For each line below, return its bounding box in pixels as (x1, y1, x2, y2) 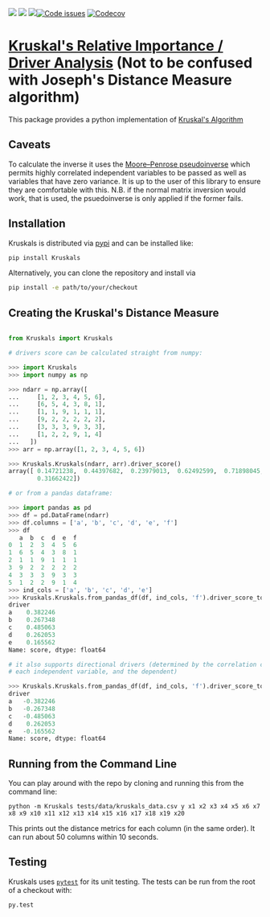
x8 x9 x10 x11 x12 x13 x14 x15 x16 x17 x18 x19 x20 (8, 809, 185, 818)
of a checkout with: (8, 885, 72, 894)
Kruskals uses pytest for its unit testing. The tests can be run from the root (8, 877, 256, 886)
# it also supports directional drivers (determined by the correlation (8, 660, 257, 668)
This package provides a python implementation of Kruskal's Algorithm (8, 114, 243, 124)
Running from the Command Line (8, 757, 178, 771)
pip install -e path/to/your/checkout (8, 284, 138, 292)
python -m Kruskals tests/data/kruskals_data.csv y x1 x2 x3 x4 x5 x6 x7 (8, 803, 261, 811)
